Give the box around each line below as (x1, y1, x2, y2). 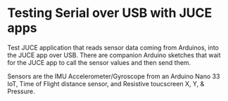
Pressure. (7, 87, 35, 95)
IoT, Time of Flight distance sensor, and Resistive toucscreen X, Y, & (7, 79, 205, 88)
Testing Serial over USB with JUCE (7, 5, 213, 21)
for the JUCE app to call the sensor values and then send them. (7, 58, 191, 66)
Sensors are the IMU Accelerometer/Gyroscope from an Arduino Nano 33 (7, 72, 220, 81)
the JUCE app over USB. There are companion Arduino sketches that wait (7, 51, 221, 59)
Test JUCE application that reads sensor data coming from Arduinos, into (7, 43, 220, 52)
